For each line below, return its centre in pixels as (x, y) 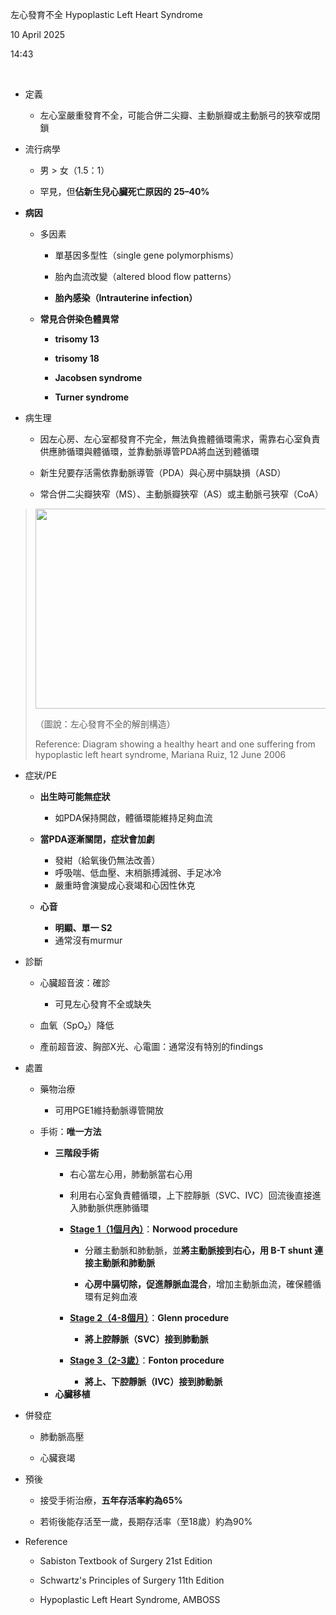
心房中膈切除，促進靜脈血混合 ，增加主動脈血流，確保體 (198, 1284)
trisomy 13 (77, 339)
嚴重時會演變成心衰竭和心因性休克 (125, 885)
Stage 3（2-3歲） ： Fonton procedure (147, 1360)
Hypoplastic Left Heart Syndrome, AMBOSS (130, 1599)
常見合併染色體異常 (79, 319)
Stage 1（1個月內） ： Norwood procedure (153, 1229)
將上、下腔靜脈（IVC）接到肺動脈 (153, 1381)
